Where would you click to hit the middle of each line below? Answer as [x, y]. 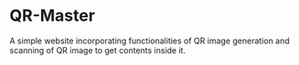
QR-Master [53, 16]
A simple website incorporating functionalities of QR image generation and [149, 41]
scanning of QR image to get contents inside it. [97, 50]
